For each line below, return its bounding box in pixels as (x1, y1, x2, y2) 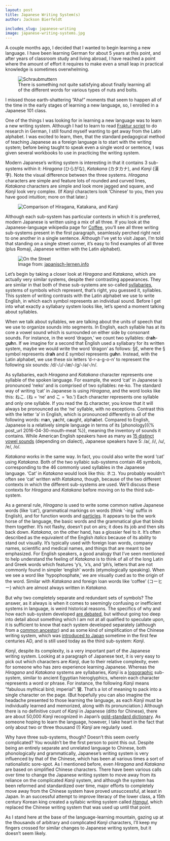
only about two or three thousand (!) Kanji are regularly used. (5, 724, 133, 730)
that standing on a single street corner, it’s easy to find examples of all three (5, 241, 164, 247)
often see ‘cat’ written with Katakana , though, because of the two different (5, 476, 161, 482)
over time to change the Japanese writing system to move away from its (5, 772, 156, 778)
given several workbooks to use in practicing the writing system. (5, 150, 141, 156)
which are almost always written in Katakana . (12, 585, 108, 591)
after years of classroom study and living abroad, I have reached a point (5, 55, 156, 61)
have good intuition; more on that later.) (5, 194, 88, 200)
